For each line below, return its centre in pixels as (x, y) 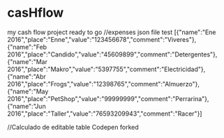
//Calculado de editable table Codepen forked (73, 127)
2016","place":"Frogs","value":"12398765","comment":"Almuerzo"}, (104, 84)
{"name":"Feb (27, 47)
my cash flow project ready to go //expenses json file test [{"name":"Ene (112, 32)
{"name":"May (28, 91)
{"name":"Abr (27, 76)
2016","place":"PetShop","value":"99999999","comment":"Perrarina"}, (108, 98)
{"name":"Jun (27, 106)
